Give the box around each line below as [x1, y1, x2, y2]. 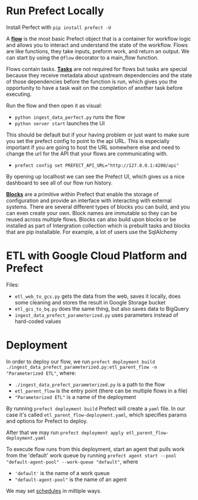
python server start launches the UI [14, 119, 105, 126]
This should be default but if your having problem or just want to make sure [6, 131, 190, 138]
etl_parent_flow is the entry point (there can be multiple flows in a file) [14, 387, 188, 394]
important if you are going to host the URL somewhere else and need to [6, 144, 180, 151]
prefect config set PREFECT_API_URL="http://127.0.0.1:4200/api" [14, 163, 179, 168]
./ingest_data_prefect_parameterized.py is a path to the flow [14, 381, 165, 388]
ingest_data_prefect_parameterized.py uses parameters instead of [14, 311, 178, 319]
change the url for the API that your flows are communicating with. [6, 150, 168, 157]
